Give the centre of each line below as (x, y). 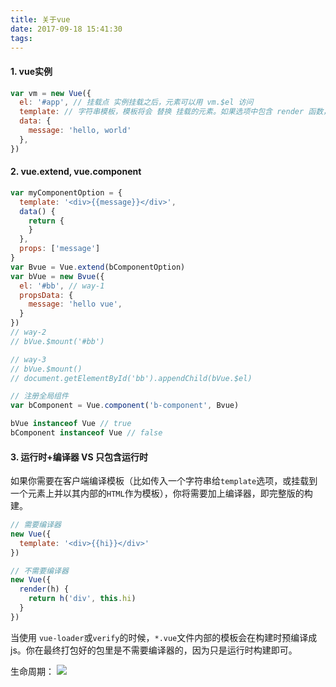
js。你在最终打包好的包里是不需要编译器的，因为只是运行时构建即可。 (154, 650)
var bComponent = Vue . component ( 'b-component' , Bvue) (125, 406)
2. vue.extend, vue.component (76, 172)
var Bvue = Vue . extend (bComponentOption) (98, 267)
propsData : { (46, 295)
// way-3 (28, 359)
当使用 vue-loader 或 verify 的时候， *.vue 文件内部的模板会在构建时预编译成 (164, 637)
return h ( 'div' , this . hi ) (82, 599)
